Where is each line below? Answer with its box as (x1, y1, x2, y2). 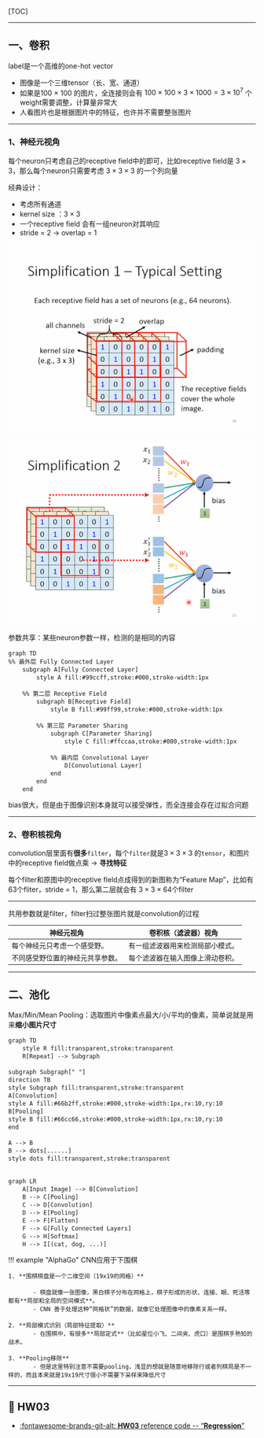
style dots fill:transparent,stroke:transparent (8, 1155, 170, 1163)
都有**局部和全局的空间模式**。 (8, 1297, 99, 1305)
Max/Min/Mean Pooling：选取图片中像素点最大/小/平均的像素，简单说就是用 (8, 1011, 254, 1020)
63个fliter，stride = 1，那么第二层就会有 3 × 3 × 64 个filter (8, 885, 194, 894)
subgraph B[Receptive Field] (36, 697, 132, 705)
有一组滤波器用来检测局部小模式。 (128, 941, 239, 950)
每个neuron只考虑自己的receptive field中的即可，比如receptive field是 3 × (8, 156, 247, 165)
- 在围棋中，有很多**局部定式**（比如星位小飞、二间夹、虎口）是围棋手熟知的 (32, 1330, 253, 1338)
